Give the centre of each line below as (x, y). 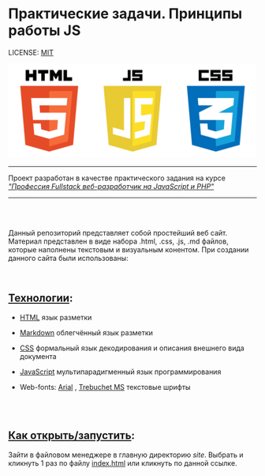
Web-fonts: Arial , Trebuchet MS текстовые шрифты (105, 387)
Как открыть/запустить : (72, 436)
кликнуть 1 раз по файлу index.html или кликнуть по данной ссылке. (123, 463)
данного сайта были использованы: (68, 258)
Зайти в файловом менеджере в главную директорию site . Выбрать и (126, 455)
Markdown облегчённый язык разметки (86, 332)
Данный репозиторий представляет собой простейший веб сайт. (118, 232)
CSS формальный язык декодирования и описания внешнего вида (132, 348)
